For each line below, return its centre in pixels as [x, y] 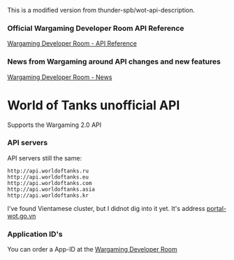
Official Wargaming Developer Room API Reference [96, 28]
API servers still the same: [45, 158]
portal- [217, 208]
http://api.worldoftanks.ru [48, 171]
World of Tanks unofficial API [94, 105]
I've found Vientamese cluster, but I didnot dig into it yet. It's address [106, 208]
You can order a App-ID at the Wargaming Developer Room [93, 249]
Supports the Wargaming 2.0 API [54, 125]
